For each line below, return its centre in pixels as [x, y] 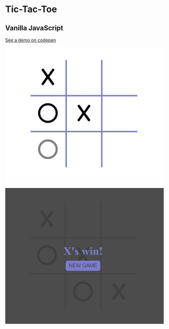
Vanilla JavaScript [34, 28]
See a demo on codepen [31, 40]
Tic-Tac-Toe [31, 9]
